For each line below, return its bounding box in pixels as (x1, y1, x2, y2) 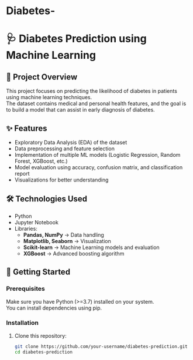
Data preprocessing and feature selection (14, 145, 115, 152)
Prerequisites (6, 285, 45, 293)
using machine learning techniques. (6, 94, 92, 101)
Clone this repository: (14, 332, 67, 339)
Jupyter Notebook (14, 218, 58, 226)
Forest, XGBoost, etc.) (14, 157, 68, 164)
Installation (6, 319, 39, 327)
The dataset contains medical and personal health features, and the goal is (6, 100, 187, 107)
